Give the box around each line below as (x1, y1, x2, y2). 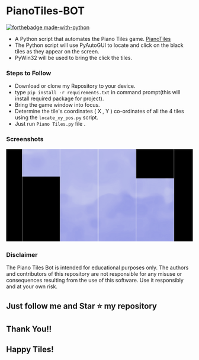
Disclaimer (6, 251, 38, 259)
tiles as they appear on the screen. (14, 47, 99, 55)
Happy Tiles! (6, 344, 54, 354)
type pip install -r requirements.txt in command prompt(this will (14, 89, 181, 96)
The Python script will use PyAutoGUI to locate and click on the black (14, 42, 184, 49)
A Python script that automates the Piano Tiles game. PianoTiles (14, 35, 171, 42)
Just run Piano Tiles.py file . (14, 120, 86, 128)
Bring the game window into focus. (14, 101, 100, 109)
